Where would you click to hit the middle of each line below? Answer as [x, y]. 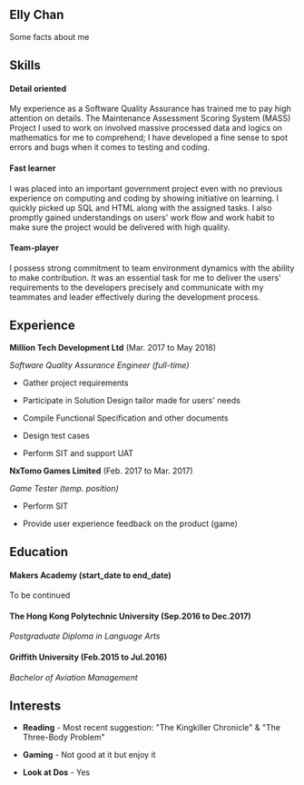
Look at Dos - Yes [56, 772]
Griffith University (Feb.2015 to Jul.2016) [88, 657]
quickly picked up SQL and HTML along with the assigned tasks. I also [141, 207]
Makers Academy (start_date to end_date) [91, 575]
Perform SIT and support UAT [78, 452]
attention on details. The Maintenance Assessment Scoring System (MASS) [150, 118]
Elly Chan [37, 15]
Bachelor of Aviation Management [74, 677]
